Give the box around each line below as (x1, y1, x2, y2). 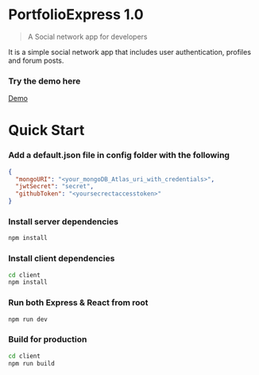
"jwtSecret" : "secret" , (15, 183, 94, 191)
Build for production (8, 334, 87, 345)
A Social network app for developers (27, 32, 148, 41)
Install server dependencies (8, 216, 119, 227)
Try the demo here (8, 75, 81, 87)
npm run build (8, 359, 56, 367)
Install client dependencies (8, 253, 115, 264)
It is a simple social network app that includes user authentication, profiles (8, 47, 252, 56)
